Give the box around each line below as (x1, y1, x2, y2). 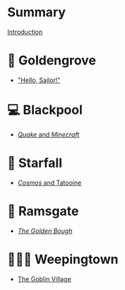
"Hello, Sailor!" (17, 76, 61, 84)
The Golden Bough (17, 226, 73, 235)
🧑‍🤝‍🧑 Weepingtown (7, 251, 119, 267)
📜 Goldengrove (7, 52, 97, 69)
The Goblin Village (17, 274, 72, 283)
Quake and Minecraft (17, 130, 80, 139)
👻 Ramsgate (7, 203, 79, 219)
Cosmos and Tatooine (17, 178, 82, 187)
